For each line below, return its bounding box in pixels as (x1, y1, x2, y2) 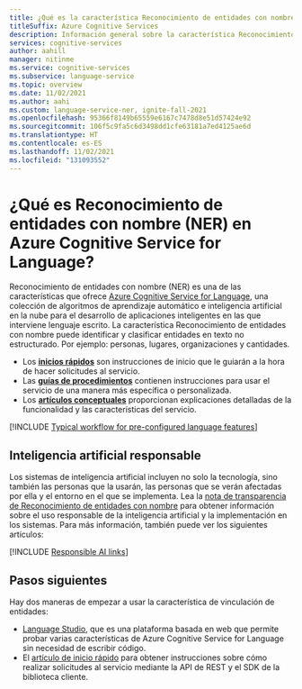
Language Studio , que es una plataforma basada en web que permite (22, 623, 280, 635)
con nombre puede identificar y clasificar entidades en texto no (9, 330, 244, 340)
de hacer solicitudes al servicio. (22, 366, 141, 376)
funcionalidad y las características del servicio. (22, 404, 197, 415)
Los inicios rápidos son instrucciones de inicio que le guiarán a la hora (22, 357, 285, 367)
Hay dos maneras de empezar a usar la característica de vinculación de (9, 596, 275, 608)
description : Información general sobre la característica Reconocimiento (9, 30, 296, 39)
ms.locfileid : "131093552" (9, 155, 111, 165)
